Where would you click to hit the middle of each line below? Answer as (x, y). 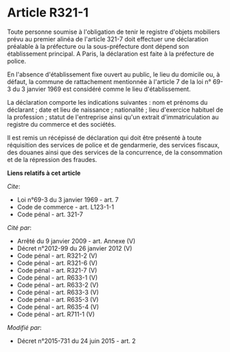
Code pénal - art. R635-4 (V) (58, 307)
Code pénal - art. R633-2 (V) (58, 284)
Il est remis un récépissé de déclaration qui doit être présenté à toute (104, 137)
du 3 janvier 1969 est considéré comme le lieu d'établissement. (102, 89)
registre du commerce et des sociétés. (62, 124)
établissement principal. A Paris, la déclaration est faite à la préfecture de (111, 54)
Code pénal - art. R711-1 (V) (56, 314)
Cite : (14, 186)
